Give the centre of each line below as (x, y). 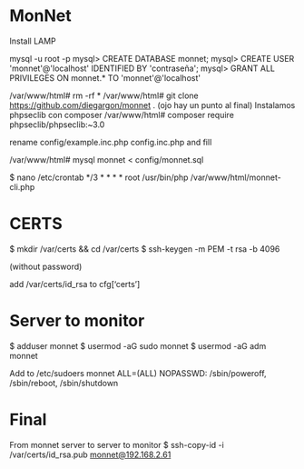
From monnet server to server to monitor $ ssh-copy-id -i (117, 444)
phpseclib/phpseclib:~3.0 (57, 125)
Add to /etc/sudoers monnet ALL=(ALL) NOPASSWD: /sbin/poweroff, (138, 373)
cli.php (22, 186)
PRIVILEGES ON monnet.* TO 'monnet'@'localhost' (105, 77)
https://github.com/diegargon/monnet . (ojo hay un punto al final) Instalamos (152, 105)
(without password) (46, 266)
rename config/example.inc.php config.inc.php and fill (111, 142)
